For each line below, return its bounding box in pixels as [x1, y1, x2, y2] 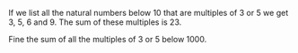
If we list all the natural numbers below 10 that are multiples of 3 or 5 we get [8, 8, 289, 18]
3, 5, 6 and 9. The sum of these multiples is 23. [8, 17, 182, 27]
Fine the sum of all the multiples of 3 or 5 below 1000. [8, 34, 207, 44]
